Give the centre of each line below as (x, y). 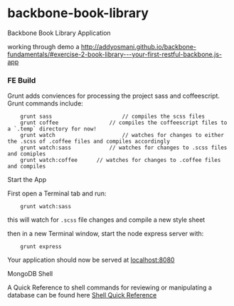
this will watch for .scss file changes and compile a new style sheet (106, 220)
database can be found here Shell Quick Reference (82, 295)
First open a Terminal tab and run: (57, 193)
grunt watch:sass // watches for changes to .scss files (124, 148)
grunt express (41, 247)
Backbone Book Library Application (59, 33)
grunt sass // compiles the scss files (112, 117)
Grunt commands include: (45, 103)
